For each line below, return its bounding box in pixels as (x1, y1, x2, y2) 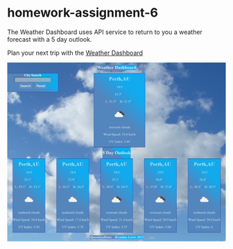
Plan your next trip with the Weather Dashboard (7, 49, 144, 57)
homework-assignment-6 (7, 5, 158, 21)
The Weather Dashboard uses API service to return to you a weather (7, 28, 202, 36)
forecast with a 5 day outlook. (7, 35, 92, 43)
